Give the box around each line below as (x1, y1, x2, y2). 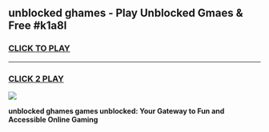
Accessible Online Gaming (8, 114, 98, 124)
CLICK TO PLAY (8, 43, 70, 54)
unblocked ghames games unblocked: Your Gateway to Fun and (8, 106, 225, 115)
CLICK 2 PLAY (8, 73, 64, 84)
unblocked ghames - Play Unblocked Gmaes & (8, 6, 243, 20)
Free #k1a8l (8, 19, 67, 33)
